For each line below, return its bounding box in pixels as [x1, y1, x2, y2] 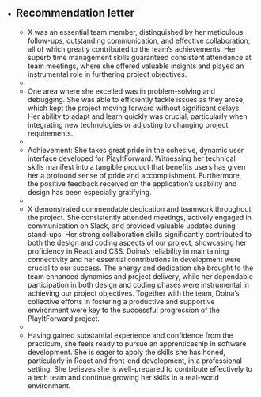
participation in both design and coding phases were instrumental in [27, 280, 250, 289]
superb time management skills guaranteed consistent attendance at [27, 52, 252, 62]
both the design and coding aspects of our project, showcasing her [27, 238, 247, 247]
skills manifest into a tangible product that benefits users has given [27, 162, 246, 171]
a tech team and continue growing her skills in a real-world [27, 372, 220, 382]
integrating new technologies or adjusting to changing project [27, 120, 229, 129]
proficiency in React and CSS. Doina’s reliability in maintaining [27, 246, 229, 256]
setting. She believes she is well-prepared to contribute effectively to [27, 364, 253, 373]
